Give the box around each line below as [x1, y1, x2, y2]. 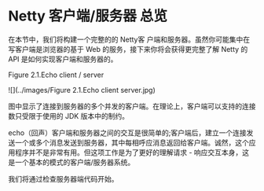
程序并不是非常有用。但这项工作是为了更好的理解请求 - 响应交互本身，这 [14, 147, 250, 157]
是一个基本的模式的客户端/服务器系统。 [8, 157, 135, 167]
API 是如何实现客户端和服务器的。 [8, 54, 118, 64]
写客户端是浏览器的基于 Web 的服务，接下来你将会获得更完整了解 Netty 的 [8, 44, 248, 53]
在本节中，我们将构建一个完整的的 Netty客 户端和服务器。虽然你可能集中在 [8, 35, 250, 44]
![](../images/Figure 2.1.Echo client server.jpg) [8, 85, 156, 94]
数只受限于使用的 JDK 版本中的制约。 [8, 111, 130, 120]
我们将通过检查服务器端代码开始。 [8, 174, 119, 183]
